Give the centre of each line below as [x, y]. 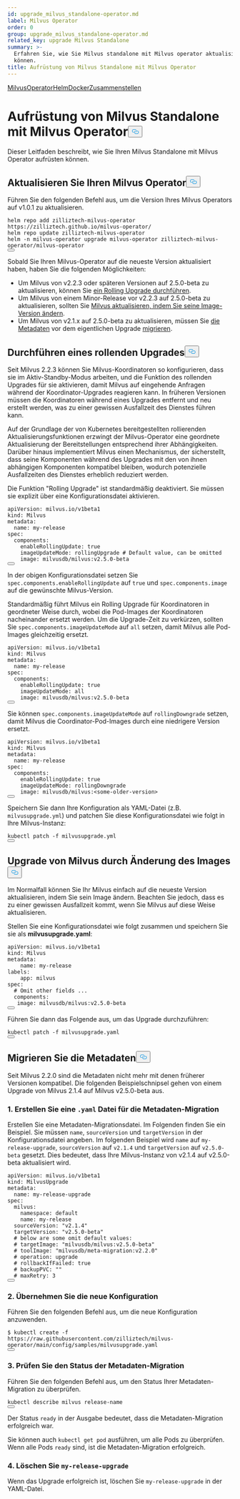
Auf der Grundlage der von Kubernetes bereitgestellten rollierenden [107, 429]
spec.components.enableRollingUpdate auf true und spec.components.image [117, 583]
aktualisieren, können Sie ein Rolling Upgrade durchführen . [104, 291]
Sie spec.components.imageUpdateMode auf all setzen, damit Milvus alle [111, 627]
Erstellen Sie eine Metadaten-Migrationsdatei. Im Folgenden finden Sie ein [116, 1125]
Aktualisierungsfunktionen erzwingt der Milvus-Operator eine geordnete [114, 437]
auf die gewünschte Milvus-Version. [60, 590]
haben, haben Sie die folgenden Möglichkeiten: [77, 269]
